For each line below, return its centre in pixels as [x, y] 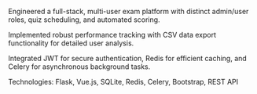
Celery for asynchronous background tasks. [79, 67]
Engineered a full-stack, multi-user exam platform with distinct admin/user [128, 11]
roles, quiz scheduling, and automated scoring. [84, 20]
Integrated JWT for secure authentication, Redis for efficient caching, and [128, 58]
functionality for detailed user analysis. [71, 43]
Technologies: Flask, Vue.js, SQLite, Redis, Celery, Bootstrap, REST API [123, 82]
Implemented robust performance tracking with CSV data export [112, 35]
